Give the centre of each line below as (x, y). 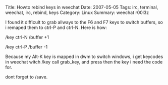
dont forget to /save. (26, 77)
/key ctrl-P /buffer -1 (26, 47)
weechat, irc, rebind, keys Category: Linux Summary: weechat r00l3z (77, 12)
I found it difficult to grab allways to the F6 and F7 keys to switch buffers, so (84, 22)
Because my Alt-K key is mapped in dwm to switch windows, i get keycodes (84, 56)
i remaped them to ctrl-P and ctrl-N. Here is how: (56, 27)
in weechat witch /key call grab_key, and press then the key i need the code (84, 62)
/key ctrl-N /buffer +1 (27, 37)
